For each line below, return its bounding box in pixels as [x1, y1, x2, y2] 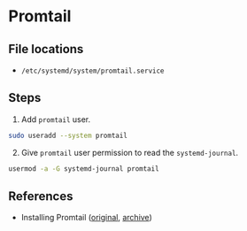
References [8, 189, 73, 204]
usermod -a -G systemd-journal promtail [8, 164, 160, 173]
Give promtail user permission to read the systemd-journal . [20, 147, 239, 158]
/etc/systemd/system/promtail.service [20, 66, 165, 75]
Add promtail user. [20, 113, 91, 125]
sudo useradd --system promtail [8, 131, 127, 140]
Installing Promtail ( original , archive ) [20, 212, 152, 223]
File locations [8, 42, 84, 57]
